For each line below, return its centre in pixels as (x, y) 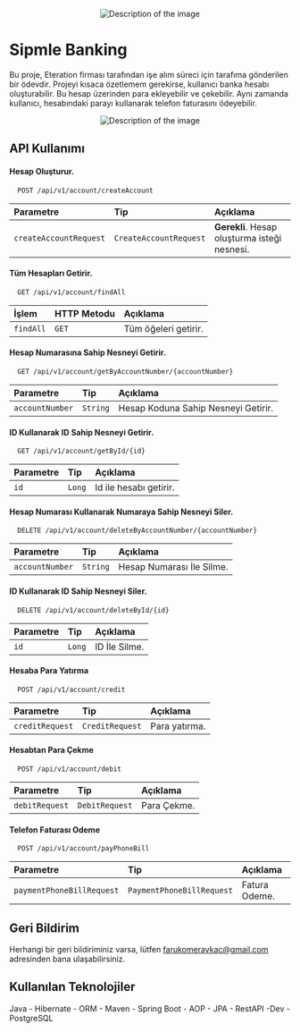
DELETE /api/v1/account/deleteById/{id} (93, 610)
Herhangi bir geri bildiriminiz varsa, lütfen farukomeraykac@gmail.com (139, 949)
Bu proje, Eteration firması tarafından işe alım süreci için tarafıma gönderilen (149, 74)
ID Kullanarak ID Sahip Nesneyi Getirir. (82, 432)
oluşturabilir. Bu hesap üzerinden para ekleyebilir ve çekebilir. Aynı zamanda (149, 93)
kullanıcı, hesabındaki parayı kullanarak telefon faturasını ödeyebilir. (133, 103)
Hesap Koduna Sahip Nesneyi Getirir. (196, 408)
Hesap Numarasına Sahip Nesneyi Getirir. (88, 352)
